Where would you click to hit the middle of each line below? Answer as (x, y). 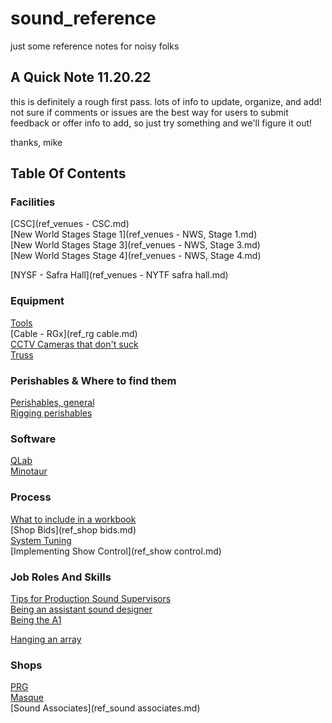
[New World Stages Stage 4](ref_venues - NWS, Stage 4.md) (136, 256)
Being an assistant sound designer (81, 609)
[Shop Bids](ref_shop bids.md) (73, 529)
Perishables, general (52, 403)
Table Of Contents (68, 173)
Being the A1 (36, 619)
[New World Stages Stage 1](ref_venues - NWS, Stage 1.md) (134, 234)
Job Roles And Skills (61, 577)
